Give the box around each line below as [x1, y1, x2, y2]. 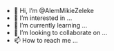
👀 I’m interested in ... [13, 14, 73, 22]
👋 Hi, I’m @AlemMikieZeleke [13, 7, 95, 14]
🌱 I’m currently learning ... [13, 21, 88, 29]
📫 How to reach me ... [13, 37, 78, 44]
